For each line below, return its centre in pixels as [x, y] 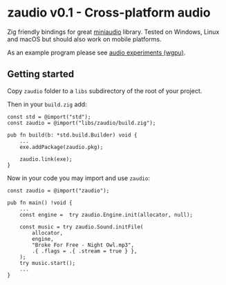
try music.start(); [48, 263]
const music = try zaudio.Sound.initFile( [82, 227]
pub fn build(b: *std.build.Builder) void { [72, 135]
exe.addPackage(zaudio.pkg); [62, 147]
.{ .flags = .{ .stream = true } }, [85, 251]
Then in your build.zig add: [47, 104]
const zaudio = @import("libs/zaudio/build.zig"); [82, 123]
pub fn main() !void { [40, 203]
